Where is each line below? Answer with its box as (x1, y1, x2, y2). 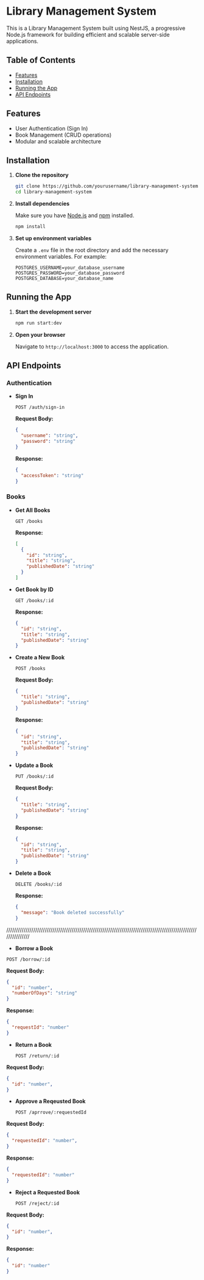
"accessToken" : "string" (21, 472, 84, 478)
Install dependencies (15, 200, 70, 207)
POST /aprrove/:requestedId (15, 1109, 86, 1116)
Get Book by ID (15, 586, 54, 593)
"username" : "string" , (21, 433, 79, 439)
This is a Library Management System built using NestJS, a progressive (6, 24, 186, 32)
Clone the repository (15, 171, 69, 179)
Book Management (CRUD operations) (15, 131, 112, 138)
